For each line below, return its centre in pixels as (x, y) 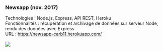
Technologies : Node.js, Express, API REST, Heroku (58, 18)
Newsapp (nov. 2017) (32, 7)
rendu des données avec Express (40, 29)
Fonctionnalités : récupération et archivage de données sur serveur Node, (82, 23)
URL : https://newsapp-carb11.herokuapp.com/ (54, 34)
